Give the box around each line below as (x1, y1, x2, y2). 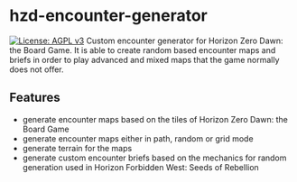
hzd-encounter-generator (9, 5, 208, 26)
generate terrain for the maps (22, 142, 133, 153)
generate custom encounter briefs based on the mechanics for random (22, 152, 287, 163)
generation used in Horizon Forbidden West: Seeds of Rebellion (22, 161, 259, 172)
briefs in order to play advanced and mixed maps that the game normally (9, 54, 280, 65)
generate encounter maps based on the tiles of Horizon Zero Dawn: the (22, 114, 289, 124)
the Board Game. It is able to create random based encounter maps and (9, 44, 276, 55)
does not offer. (9, 64, 65, 75)
